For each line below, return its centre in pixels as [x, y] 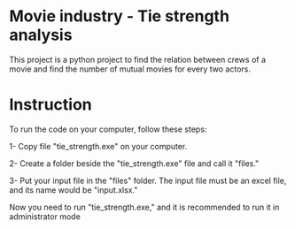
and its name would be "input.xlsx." [74, 190]
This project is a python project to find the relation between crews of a [138, 59]
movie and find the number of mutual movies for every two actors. [130, 69]
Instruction [50, 105]
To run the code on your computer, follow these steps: [108, 129]
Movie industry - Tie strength [120, 16]
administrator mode [45, 216]
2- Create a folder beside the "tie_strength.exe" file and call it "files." [134, 163]
